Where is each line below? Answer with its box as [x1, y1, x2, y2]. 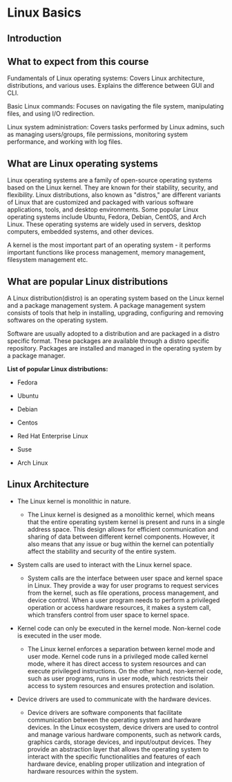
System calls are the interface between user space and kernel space [27, 574, 223, 582]
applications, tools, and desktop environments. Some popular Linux [7, 205, 199, 214]
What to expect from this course [7, 55, 149, 67]
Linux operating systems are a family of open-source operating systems [7, 176, 213, 185]
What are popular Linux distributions [7, 275, 168, 288]
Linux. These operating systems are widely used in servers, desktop [7, 220, 202, 229]
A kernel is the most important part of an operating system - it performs [7, 241, 211, 250]
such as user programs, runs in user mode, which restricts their [27, 674, 209, 682]
